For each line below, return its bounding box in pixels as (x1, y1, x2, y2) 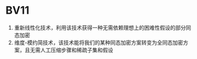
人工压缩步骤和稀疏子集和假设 (40, 46, 113, 54)
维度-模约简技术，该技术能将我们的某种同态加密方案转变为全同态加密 (14, 39, 183, 46)
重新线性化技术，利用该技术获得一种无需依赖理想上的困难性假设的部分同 (14, 24, 191, 31)
